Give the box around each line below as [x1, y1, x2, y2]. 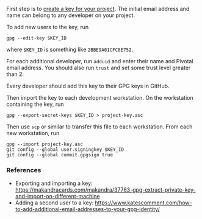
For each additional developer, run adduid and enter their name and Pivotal [6, 58, 193, 64]
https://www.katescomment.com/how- [95, 199, 192, 206]
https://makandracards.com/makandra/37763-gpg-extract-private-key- [15, 186, 197, 193]
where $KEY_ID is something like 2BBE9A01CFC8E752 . [6, 46, 133, 53]
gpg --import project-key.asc [6, 141, 84, 147]
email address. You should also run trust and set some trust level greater [6, 64, 191, 71]
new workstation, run [6, 130, 60, 136]
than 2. [6, 71, 24, 78]
